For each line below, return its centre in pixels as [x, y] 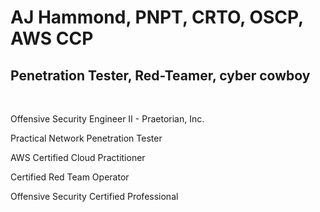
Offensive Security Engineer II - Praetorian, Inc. [107, 119]
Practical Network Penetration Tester [86, 138]
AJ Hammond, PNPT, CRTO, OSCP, [157, 17]
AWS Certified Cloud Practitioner [78, 157]
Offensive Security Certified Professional [94, 196]
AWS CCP [52, 38]
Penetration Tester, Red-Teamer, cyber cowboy [160, 75]
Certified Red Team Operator [70, 177]
